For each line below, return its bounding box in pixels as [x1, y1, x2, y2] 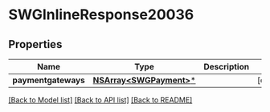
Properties [8, 38, 63, 51]
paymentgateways [12, 74, 86, 86]
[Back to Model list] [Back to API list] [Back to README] [8, 95, 193, 105]
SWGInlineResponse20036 [8, 6, 194, 24]
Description [203, 62, 250, 72]
